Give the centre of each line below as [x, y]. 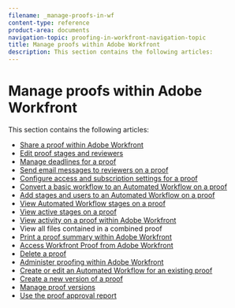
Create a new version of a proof [71, 278]
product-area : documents [49, 30]
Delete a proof [43, 254]
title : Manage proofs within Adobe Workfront [84, 45]
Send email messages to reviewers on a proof [94, 169]
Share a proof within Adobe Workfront [82, 145]
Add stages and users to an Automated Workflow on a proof [117, 195]
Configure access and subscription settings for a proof [109, 178]
